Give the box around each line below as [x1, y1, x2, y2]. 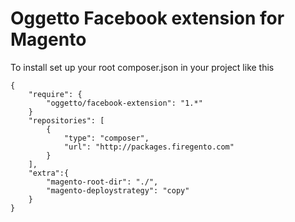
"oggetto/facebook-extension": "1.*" [46, 98, 203, 108]
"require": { [28, 89, 83, 99]
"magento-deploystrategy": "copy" [46, 185, 190, 196]
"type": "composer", [63, 133, 150, 143]
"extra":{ [28, 168, 70, 178]
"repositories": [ [28, 115, 105, 126]
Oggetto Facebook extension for [10, 7, 285, 30]
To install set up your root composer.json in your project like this [10, 61, 275, 73]
